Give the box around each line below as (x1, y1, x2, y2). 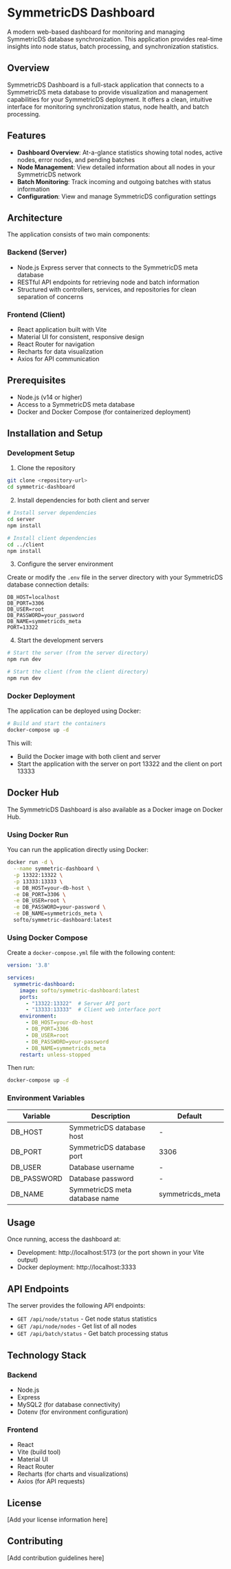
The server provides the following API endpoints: (7, 1302, 146, 1310)
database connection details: (7, 580, 89, 589)
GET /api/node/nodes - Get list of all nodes (16, 1322, 137, 1330)
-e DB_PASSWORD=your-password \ (13, 904, 107, 911)
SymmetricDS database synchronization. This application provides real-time (7, 34, 223, 43)
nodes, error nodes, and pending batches (16, 155, 135, 163)
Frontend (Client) (7, 310, 65, 319)
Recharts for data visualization (16, 347, 104, 356)
